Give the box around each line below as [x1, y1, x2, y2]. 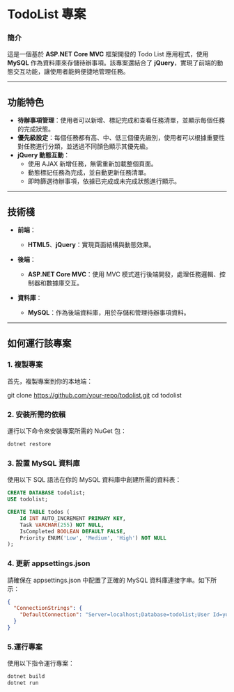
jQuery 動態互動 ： [17, 151, 70, 159]
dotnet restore [7, 441, 52, 448]
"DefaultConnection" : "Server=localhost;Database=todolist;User [19, 611, 210, 618]
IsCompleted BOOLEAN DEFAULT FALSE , [19, 528, 127, 535]
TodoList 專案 [7, 6, 86, 22]
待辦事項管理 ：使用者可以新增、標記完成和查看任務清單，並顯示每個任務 [17, 116, 225, 125]
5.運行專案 [7, 642, 43, 652]
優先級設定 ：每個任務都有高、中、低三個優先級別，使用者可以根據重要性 [17, 134, 225, 142]
